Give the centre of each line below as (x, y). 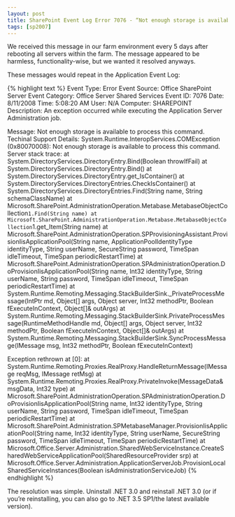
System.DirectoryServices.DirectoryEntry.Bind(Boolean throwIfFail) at (107, 161)
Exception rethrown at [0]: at (48, 359)
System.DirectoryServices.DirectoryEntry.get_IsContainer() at (96, 176)
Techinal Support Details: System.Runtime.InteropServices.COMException (114, 139)
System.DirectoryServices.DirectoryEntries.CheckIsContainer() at (101, 184)
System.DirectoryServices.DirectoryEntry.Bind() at (80, 169)
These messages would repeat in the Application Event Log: (94, 75)
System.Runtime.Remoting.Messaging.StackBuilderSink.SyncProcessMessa (116, 338)
